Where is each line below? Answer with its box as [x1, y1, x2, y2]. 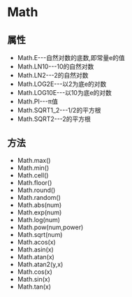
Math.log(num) [17, 215, 61, 224]
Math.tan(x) [17, 282, 51, 291]
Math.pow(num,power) [17, 223, 84, 231]
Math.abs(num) [17, 201, 62, 209]
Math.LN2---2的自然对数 [17, 71, 89, 79]
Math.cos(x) [17, 267, 52, 276]
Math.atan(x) [17, 252, 54, 261]
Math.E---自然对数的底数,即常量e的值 [17, 54, 126, 61]
